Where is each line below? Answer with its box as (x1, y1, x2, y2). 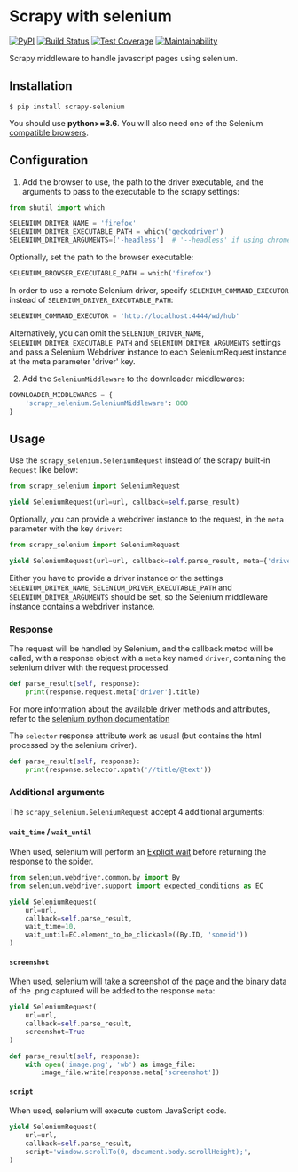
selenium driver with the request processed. (9, 662, 171, 673)
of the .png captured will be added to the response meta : (9, 985, 216, 996)
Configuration (9, 153, 89, 168)
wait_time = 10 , (25, 922, 77, 931)
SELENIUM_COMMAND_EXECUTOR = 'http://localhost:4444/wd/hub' (9, 311, 240, 321)
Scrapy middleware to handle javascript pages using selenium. (9, 52, 238, 63)
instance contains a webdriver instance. (9, 601, 155, 611)
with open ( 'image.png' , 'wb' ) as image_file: (25, 1060, 197, 1069)
